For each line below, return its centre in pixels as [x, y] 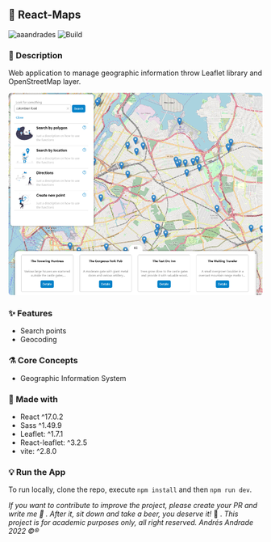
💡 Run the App [37, 472]
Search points [43, 331]
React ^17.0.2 [42, 417]
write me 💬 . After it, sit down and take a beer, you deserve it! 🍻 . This [123, 514]
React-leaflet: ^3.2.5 [53, 442]
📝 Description [35, 55]
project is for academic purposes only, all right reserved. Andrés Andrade [131, 523]
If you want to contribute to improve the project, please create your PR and [133, 506]
